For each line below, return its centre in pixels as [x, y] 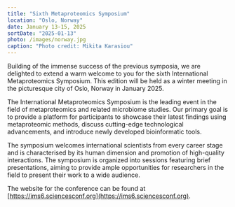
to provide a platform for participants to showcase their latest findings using [117, 117]
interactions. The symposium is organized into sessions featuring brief [109, 160]
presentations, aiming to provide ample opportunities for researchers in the [116, 167]
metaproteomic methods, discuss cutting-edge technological [95, 124]
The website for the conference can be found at [76, 188]
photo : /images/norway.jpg [47, 40]
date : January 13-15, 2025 [47, 27]
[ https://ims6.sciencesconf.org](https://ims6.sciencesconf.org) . [99, 196]
